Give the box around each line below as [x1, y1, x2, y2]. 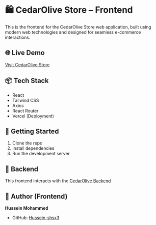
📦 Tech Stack [5, 77, 49, 85]
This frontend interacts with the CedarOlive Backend [5, 178, 111, 184]
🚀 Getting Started [5, 127, 59, 136]
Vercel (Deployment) [12, 113, 54, 119]
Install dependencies [12, 145, 55, 151]
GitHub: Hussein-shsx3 [12, 215, 60, 221]
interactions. [5, 34, 30, 40]
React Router [12, 108, 39, 113]
